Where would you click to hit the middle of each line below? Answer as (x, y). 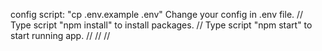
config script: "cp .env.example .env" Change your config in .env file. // (157, 14)
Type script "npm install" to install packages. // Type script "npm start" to (161, 25)
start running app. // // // (60, 35)
